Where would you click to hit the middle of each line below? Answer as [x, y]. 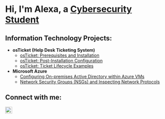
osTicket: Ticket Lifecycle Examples [57, 66]
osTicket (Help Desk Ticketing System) [54, 50]
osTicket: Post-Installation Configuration [61, 60]
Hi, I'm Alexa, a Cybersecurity [68, 9]
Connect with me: [33, 97]
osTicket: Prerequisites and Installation [60, 55]
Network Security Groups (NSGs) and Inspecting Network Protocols [90, 82]
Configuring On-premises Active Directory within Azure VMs [82, 76]
